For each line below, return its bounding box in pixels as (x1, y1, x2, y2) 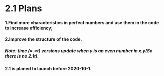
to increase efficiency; (5, 25, 53, 31)
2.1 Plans (5, 3, 42, 14)
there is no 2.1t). (5, 53, 39, 59)
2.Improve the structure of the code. (5, 36, 82, 42)
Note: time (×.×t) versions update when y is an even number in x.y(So (5, 48, 153, 54)
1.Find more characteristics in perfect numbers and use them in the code (5, 19, 159, 25)
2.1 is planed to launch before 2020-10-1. (5, 66, 92, 72)
